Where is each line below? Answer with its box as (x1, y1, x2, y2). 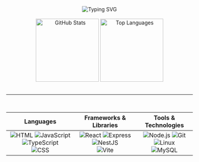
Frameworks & (84, 114, 126, 122)
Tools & (153, 114, 175, 122)
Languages (24, 117, 57, 125)
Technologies (145, 121, 184, 129)
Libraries (92, 121, 118, 129)
